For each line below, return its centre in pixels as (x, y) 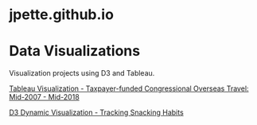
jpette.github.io (62, 15)
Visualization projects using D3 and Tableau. (82, 73)
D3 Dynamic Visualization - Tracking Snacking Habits (96, 112)
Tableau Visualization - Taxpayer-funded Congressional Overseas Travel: (129, 88)
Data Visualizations (75, 51)
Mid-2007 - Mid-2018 (45, 97)
